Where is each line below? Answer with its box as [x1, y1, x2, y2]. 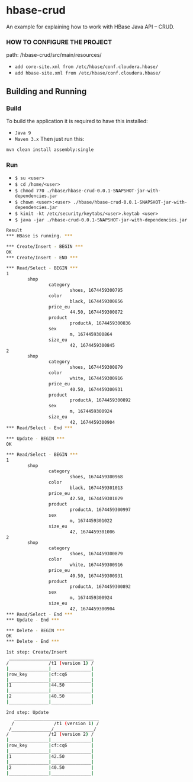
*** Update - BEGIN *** [6, 436, 65, 442]
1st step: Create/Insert [6, 649, 67, 655]
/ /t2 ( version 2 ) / [6, 732, 94, 738]
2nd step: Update [6, 709, 49, 715]
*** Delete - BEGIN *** [6, 627, 65, 633]
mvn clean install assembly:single [6, 146, 94, 153]
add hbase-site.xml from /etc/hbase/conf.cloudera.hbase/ [14, 70, 161, 76]
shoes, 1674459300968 [69, 474, 123, 480]
